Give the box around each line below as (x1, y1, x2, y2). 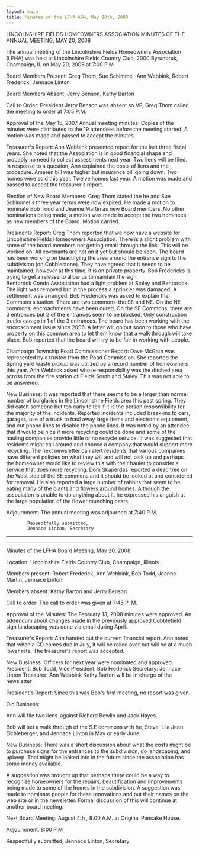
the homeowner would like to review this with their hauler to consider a (6, 459, 179, 466)
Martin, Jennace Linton (6, 576, 63, 583)
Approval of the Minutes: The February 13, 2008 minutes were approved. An (6, 610, 192, 617)
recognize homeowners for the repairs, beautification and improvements (6, 778, 183, 785)
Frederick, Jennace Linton (6, 78, 70, 86)
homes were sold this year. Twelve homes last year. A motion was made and (6, 175, 192, 182)
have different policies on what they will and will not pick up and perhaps (6, 453, 184, 461)
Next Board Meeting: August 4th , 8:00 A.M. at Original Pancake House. (6, 814, 181, 822)
